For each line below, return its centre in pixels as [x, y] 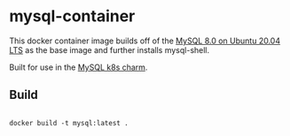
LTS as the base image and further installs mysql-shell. [110, 49]
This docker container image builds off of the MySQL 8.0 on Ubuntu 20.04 [145, 41]
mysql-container [72, 16]
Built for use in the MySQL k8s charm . [78, 67]
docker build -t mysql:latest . [69, 123]
